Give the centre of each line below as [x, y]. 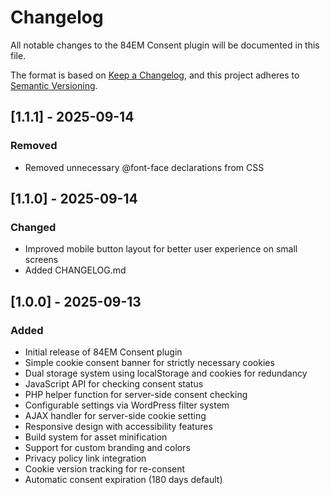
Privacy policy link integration [85, 458]
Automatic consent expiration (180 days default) [123, 479]
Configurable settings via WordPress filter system [127, 405]
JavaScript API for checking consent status [114, 384]
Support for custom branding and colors [107, 447]
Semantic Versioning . [54, 85]
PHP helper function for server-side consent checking [136, 394]
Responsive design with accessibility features [118, 426]
